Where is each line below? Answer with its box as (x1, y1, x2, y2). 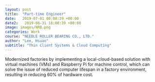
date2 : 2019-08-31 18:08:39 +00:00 (5, 20, 81, 26)
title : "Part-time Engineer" (5, 12, 66, 16)
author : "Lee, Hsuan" (5, 39, 49, 43)
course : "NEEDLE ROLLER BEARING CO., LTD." (5, 34, 94, 39)
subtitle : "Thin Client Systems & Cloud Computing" (5, 43, 111, 48)
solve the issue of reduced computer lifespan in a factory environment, (5, 66, 147, 72)
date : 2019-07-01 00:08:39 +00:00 (5, 16, 79, 21)
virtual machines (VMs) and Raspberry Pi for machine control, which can (5, 61, 150, 67)
